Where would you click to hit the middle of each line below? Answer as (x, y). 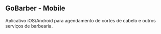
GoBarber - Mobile (35, 8)
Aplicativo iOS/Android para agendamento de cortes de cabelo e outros (80, 20)
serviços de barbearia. (29, 26)
